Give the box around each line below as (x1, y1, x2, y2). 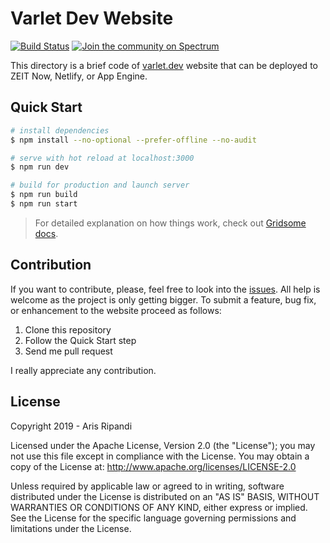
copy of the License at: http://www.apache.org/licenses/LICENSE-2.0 (10, 460, 297, 472)
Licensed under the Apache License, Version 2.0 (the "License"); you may (10, 439, 316, 451)
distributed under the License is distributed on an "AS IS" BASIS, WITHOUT (10, 490, 320, 502)
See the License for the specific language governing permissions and (10, 512, 297, 524)
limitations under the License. (10, 522, 132, 534)
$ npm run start (10, 199, 78, 209)
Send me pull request (24, 345, 113, 357)
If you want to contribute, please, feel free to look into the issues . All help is (10, 283, 321, 295)
